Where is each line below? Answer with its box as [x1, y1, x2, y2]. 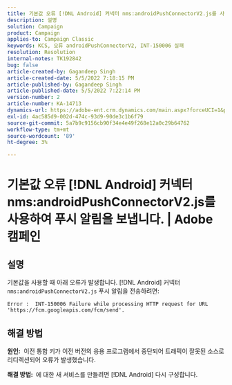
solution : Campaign [7, 23, 64, 30]
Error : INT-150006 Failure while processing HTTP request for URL [7, 301, 209, 308]
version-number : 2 [7, 94, 60, 101]
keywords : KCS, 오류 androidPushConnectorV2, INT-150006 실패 [7, 42, 184, 49]
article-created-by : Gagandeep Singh [7, 68, 116, 75]
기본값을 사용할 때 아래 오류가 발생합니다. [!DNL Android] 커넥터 [7, 278, 181, 287]
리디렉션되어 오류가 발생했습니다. [7, 355, 97, 364]
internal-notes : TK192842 [7, 55, 81, 62]
